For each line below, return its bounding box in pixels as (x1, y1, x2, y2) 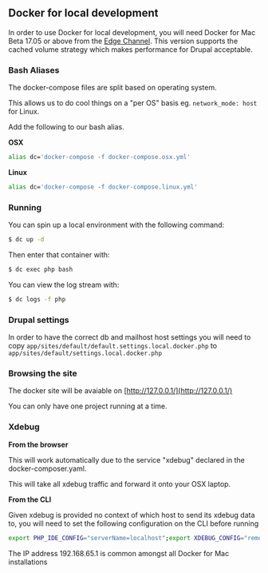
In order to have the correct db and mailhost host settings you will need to (8, 332, 251, 342)
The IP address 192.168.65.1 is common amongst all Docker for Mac (8, 548, 230, 558)
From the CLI (8, 495, 52, 504)
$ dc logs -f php (8, 295, 66, 303)
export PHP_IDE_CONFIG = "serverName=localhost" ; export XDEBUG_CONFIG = (8, 534, 245, 542)
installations (8, 557, 48, 567)
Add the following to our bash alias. (8, 122, 125, 132)
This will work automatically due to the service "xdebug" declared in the (8, 455, 245, 464)
